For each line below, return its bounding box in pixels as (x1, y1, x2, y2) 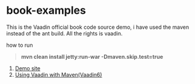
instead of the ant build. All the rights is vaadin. (6, 29, 123, 37)
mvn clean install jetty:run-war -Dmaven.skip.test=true (20, 53, 164, 60)
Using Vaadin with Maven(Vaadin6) (14, 71, 102, 78)
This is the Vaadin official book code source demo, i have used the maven (6, 23, 190, 31)
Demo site (14, 64, 41, 72)
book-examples (6, 4, 86, 17)
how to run (6, 41, 33, 49)
